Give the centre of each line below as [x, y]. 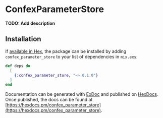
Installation [23, 39]
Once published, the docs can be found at [49, 100]
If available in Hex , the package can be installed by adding [66, 51]
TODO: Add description [30, 23]
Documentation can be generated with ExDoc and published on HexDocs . [82, 94]
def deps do [18, 66]
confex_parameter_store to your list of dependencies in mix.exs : [71, 56]
